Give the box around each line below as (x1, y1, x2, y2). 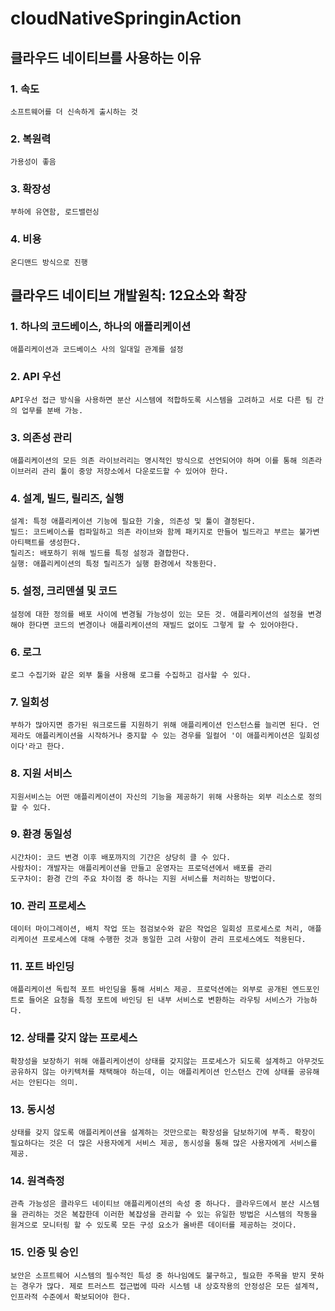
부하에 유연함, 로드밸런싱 (10, 207, 100, 217)
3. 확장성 (10, 182, 52, 196)
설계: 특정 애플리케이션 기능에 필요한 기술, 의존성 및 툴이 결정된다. (10, 517, 257, 527)
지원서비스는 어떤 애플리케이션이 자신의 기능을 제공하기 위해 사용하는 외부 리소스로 (10, 792, 305, 802)
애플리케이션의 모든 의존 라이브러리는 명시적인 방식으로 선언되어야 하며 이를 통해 (10, 456, 298, 466)
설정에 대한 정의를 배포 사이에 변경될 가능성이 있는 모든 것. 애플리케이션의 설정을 (10, 609, 304, 619)
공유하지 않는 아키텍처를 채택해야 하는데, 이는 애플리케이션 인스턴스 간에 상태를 (10, 1067, 295, 1077)
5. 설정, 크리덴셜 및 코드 (10, 584, 118, 598)
